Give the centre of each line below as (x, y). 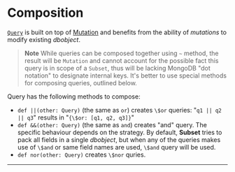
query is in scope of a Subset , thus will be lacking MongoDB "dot (117, 68)
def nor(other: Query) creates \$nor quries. (81, 155)
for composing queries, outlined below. (81, 83)
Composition (45, 13)
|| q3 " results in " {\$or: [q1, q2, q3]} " (76, 117)
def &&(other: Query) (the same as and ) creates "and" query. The (112, 124)
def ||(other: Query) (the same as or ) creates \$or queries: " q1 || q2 (120, 110)
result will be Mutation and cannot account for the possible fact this (121, 60)
